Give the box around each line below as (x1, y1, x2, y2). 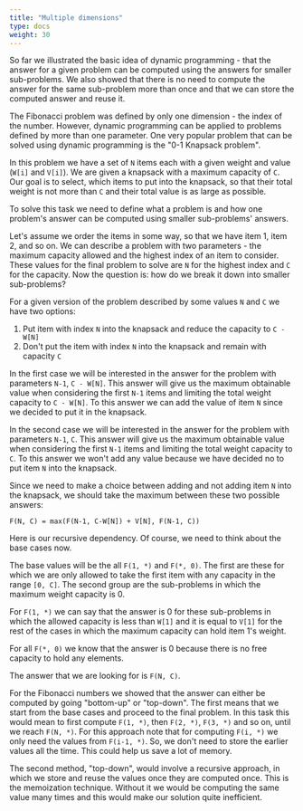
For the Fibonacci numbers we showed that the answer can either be (9, 688, 266, 699)
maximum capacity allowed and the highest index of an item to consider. (9, 250, 279, 261)
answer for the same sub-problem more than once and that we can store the (9, 83, 295, 95)
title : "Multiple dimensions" (9, 13, 124, 23)
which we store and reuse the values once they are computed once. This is (9, 773, 289, 784)
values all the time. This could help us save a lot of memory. (9, 746, 232, 757)
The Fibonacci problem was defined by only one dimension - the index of (9, 110, 283, 122)
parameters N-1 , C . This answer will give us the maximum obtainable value (9, 434, 285, 444)
